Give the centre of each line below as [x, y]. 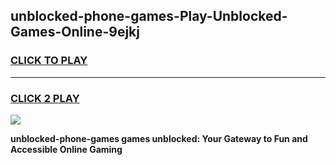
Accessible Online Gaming [66, 149]
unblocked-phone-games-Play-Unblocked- [149, 16]
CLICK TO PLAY [49, 61]
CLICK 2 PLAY [45, 98]
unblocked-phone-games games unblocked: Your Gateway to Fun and [159, 138]
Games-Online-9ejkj [75, 32]
